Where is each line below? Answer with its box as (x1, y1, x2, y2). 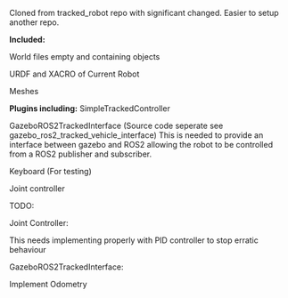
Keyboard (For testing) (9, 166, 92, 176)
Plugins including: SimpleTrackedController (9, 103, 171, 114)
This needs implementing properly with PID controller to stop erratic (9, 235, 259, 246)
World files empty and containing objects (9, 52, 160, 61)
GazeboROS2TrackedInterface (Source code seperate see (9, 120, 224, 131)
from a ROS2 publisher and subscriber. (9, 149, 152, 159)
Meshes (9, 86, 39, 96)
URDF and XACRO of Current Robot (9, 68, 140, 79)
